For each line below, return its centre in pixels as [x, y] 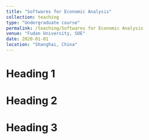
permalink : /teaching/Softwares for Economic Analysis [75, 28]
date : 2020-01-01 [27, 39]
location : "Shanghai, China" [42, 45]
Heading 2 [32, 101]
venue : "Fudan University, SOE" [46, 34]
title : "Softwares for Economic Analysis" [59, 12]
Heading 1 [31, 74]
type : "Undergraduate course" [43, 22]
